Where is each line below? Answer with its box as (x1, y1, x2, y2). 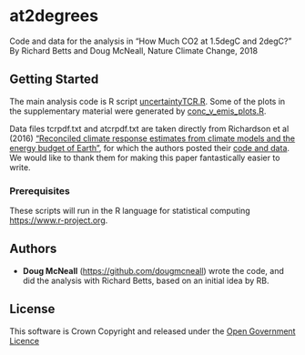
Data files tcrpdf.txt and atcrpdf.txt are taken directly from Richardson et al (9, 123, 290, 134)
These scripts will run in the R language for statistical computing (9, 206, 250, 217)
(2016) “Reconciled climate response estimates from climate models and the (9, 133, 296, 144)
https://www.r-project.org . (9, 215, 108, 226)
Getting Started (9, 72, 99, 87)
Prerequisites (9, 184, 70, 197)
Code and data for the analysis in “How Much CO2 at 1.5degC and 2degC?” (9, 35, 292, 46)
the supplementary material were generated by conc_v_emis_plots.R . (9, 106, 267, 117)
